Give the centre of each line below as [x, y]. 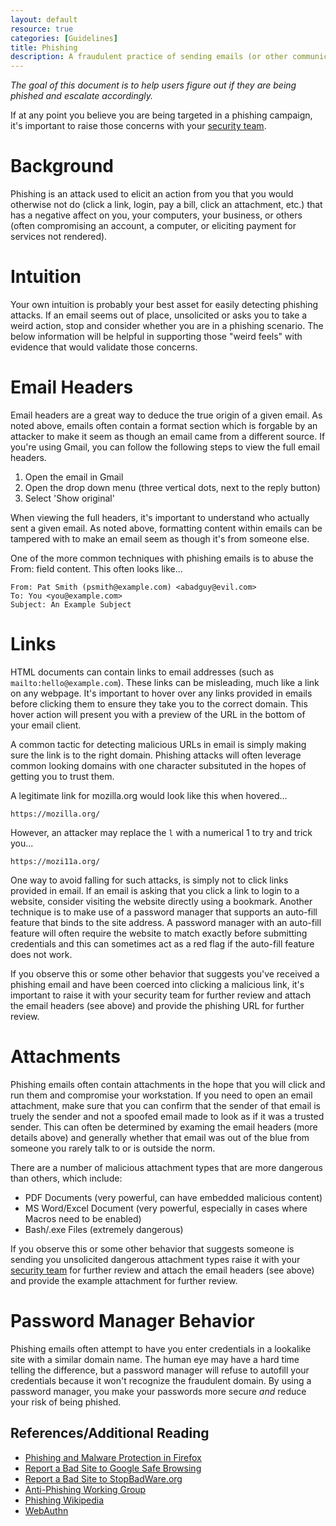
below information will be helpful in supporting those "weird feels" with [156, 336]
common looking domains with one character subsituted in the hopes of [158, 765]
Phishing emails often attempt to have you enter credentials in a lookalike [161, 1348]
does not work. [41, 954]
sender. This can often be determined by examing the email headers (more [164, 1127]
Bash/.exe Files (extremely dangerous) [104, 1229]
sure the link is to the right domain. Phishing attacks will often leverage [156, 755]
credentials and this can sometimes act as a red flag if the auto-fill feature [162, 943]
